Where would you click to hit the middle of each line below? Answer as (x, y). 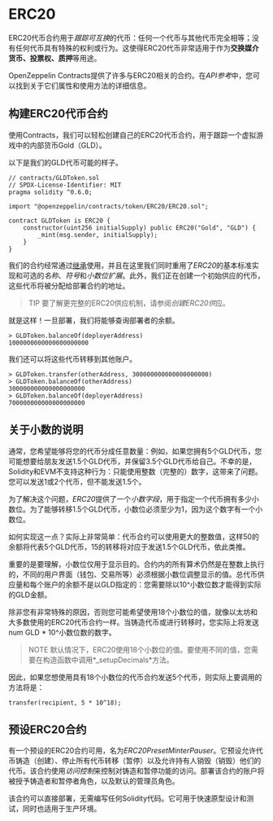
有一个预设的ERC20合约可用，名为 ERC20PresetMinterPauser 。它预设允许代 (136, 751)
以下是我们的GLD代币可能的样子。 (66, 162)
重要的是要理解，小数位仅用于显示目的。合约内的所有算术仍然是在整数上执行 (136, 564)
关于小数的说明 (46, 430)
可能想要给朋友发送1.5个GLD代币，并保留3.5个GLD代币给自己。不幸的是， (132, 461)
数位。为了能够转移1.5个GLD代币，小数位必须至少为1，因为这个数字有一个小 (135, 509)
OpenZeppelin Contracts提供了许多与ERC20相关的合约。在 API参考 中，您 (131, 75)
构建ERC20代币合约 (58, 114)
